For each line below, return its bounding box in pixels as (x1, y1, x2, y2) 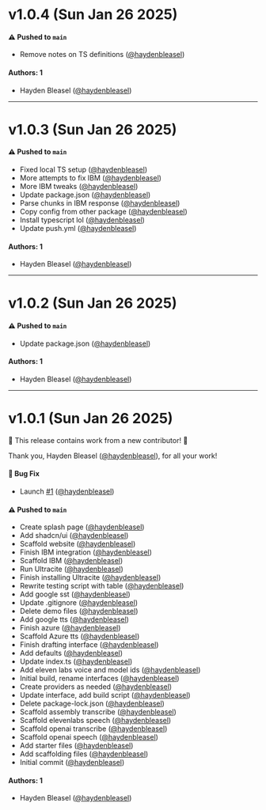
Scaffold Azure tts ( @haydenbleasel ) (19, 631, 140, 642)
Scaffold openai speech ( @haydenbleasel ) (19, 732, 158, 742)
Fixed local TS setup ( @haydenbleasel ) (19, 165, 148, 174)
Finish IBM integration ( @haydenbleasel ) (19, 547, 153, 557)
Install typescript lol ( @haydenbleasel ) (19, 215, 145, 225)
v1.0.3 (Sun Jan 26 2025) (8, 120, 177, 138)
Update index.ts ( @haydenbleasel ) (19, 657, 133, 666)
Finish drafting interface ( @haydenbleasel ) (19, 640, 159, 649)
